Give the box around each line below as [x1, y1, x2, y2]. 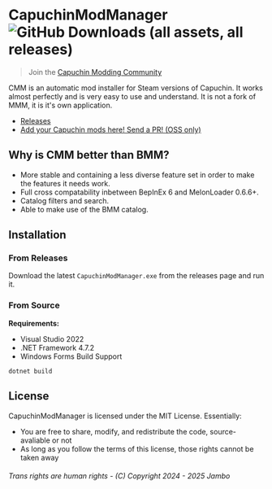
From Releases [8, 252, 68, 264]
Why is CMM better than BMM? [8, 148, 170, 162]
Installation [8, 228, 67, 242]
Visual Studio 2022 [19, 334, 84, 343]
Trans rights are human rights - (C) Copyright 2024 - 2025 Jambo [8, 471, 231, 481]
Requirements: [8, 318, 59, 328]
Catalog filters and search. [19, 195, 110, 205]
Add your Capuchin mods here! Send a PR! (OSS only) [19, 124, 201, 134]
